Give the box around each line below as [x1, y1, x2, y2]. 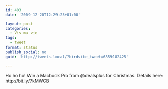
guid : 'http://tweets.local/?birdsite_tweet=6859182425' [5, 54, 129, 59]
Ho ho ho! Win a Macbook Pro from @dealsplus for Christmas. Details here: [5, 72, 164, 78]
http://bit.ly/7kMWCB [5, 78, 49, 84]
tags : [5, 35, 17, 40]
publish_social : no [5, 49, 47, 55]
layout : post [5, 21, 33, 26]
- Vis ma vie [10, 31, 38, 36]
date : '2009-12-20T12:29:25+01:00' [5, 12, 81, 17]
